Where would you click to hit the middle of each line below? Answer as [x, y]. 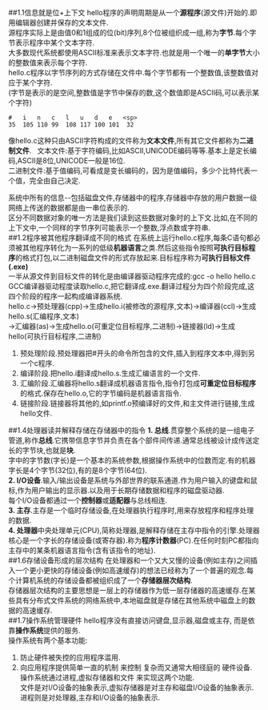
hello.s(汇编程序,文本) [44, 316]
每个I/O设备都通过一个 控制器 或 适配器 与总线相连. [88, 500]
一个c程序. [37, 363]
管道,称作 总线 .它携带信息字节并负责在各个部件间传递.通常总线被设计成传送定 [134, 440]
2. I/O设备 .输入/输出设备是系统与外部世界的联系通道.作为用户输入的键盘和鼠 [133, 480]
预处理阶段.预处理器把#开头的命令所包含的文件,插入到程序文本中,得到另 [137, 353]
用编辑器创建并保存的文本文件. [59, 22]
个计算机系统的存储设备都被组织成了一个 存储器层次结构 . [101, 580]
